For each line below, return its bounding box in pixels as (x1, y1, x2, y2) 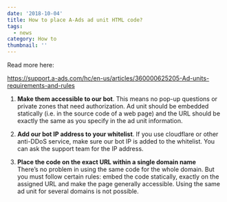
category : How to (7, 36, 57, 43)
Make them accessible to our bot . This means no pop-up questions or (17, 95, 218, 103)
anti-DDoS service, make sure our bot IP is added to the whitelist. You (17, 137, 215, 145)
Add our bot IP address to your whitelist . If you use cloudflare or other (17, 130, 219, 138)
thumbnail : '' (7, 42, 48, 49)
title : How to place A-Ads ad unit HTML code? (7, 16, 143, 23)
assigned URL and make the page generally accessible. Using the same (17, 180, 220, 188)
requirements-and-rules (7, 82, 76, 89)
